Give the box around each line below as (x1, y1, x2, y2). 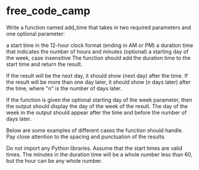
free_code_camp (6, 4, 91, 18)
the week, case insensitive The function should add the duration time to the (6, 54, 191, 61)
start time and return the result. (6, 61, 83, 68)
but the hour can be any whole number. (6, 157, 103, 164)
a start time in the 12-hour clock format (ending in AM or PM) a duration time (6, 42, 194, 49)
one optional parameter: (6, 30, 65, 37)
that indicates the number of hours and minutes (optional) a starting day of (6, 48, 189, 55)
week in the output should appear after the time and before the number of (6, 109, 187, 116)
